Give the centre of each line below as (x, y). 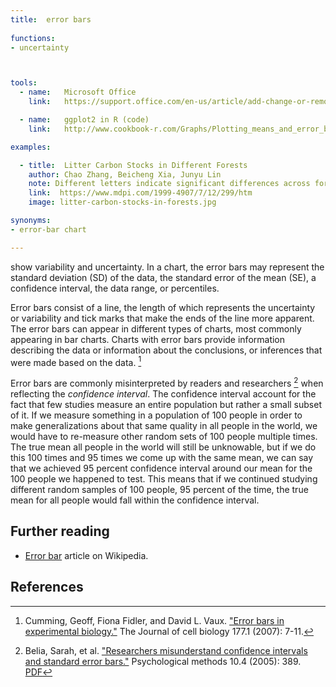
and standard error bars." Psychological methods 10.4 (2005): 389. (163, 661)
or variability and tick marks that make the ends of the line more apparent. (162, 318)
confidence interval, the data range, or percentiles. (115, 288)
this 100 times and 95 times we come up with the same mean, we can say (162, 457)
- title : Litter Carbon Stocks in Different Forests (133, 165)
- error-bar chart (48, 229)
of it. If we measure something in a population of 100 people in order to (156, 415)
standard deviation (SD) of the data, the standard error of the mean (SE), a (163, 277)
